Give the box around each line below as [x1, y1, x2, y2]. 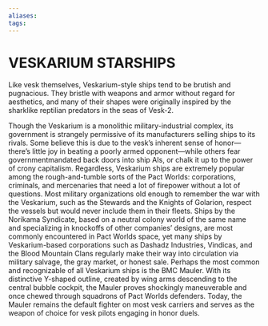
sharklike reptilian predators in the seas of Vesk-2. [8, 106, 174, 115]
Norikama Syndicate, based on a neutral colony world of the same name [8, 215, 246, 224]
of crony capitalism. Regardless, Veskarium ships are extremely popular [8, 163, 245, 173]
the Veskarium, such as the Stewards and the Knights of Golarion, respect [8, 198, 252, 207]
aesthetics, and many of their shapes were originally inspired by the [8, 97, 232, 107]
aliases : [8, 11, 38, 20]
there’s [8, 147, 30, 156]
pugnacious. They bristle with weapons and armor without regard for [8, 89, 235, 99]
